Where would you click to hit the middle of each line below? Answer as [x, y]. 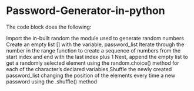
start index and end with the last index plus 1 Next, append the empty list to [97, 57]
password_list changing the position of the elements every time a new [91, 75]
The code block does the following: [49, 27]
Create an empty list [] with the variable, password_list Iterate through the [95, 44]
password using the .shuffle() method [52, 81]
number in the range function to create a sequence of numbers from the [93, 50]
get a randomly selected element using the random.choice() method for [93, 63]
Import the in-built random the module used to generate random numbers [95, 38]
